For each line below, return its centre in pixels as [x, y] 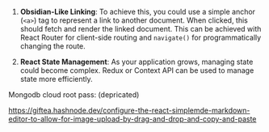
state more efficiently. [56, 79]
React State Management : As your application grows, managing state [137, 62]
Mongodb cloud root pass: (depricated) [74, 95]
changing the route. [53, 46]
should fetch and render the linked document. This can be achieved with [141, 29]
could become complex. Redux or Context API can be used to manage [137, 70]
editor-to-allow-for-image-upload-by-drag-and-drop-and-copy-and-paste [132, 119]
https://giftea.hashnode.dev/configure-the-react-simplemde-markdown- [129, 110]
